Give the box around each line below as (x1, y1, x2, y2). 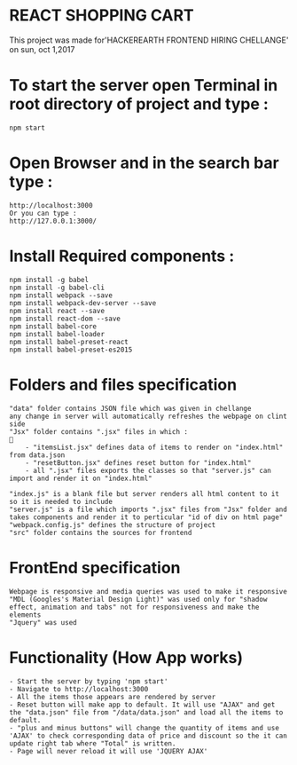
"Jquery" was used (9, 618, 77, 627)
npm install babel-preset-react (9, 337, 129, 346)
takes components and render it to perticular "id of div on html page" (9, 512, 284, 522)
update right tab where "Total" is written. (9, 738, 176, 748)
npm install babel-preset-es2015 (9, 345, 133, 354)
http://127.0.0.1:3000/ (9, 217, 98, 225)
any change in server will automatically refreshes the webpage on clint (9, 412, 288, 421)
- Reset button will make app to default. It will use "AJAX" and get (9, 700, 276, 709)
